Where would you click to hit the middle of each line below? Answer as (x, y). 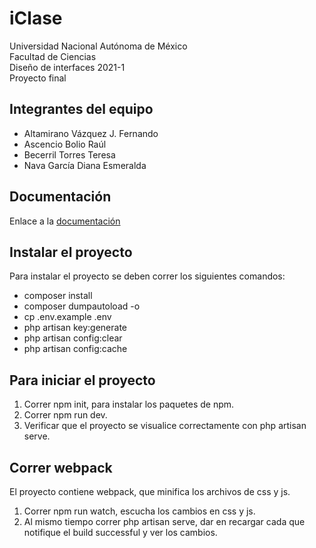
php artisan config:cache (75, 349)
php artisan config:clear (73, 338)
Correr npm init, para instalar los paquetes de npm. (129, 404)
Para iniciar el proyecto (82, 380)
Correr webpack (61, 467)
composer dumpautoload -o (82, 306)
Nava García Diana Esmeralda (85, 165)
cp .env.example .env (67, 317)
